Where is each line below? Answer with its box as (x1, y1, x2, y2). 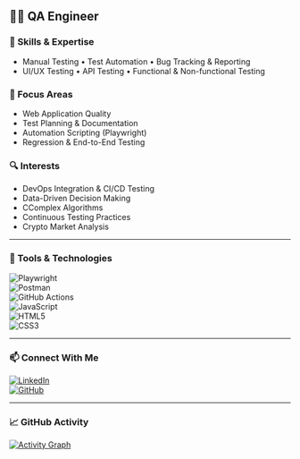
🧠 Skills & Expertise (9, 36, 95, 48)
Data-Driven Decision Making (21, 193, 131, 204)
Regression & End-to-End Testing (21, 136, 146, 148)
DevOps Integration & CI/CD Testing (21, 183, 154, 194)
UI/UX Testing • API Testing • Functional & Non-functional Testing (21, 65, 266, 76)
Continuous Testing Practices (21, 212, 131, 223)
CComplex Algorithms (21, 202, 104, 213)
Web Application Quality (21, 108, 112, 119)
